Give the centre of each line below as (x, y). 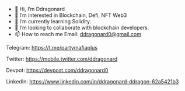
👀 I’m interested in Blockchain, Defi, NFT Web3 (71, 15)
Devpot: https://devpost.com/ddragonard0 (57, 70)
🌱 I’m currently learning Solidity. (53, 21)
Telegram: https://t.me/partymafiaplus (52, 48)
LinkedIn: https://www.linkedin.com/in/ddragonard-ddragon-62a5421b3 (92, 81)
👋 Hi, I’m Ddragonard (40, 9)
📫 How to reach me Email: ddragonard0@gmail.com (78, 34)
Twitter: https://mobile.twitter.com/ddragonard (62, 59)
